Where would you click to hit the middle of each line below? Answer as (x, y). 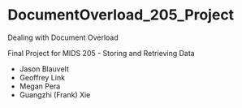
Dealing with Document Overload (63, 37)
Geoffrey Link (42, 77)
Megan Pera (40, 86)
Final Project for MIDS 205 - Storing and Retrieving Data (102, 53)
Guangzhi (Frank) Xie (55, 94)
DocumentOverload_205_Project (121, 15)
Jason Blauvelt (44, 69)
